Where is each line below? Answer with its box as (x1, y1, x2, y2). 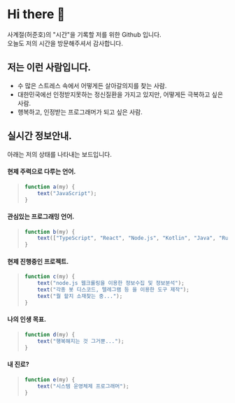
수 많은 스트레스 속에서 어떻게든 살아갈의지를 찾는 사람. (17, 81, 167, 90)
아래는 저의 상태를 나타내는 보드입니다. (7, 150, 112, 158)
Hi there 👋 (7, 6, 65, 22)
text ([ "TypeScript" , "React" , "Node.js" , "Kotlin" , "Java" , (37, 234, 216, 242)
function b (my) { (24, 228, 76, 235)
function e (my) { (24, 376, 76, 383)
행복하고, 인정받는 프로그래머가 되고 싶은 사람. (17, 108, 143, 116)
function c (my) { (24, 273, 76, 281)
